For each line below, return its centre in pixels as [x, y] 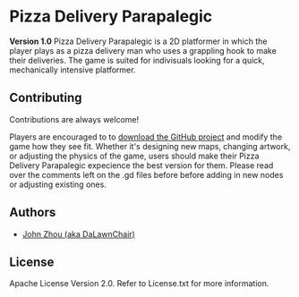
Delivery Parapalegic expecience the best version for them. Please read [141, 165]
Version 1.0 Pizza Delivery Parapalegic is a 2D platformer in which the [138, 41]
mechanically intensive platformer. [73, 70]
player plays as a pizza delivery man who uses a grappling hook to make [143, 50]
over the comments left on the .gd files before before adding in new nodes [146, 174]
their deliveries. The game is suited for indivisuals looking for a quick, [137, 60]
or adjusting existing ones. [58, 184]
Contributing [46, 98]
